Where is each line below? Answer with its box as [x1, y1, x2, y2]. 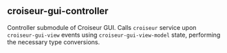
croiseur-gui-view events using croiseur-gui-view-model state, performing [7, 31, 221, 39]
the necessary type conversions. [7, 37, 100, 46]
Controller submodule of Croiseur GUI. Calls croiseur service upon [7, 23, 197, 31]
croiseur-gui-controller [7, 5, 109, 17]
